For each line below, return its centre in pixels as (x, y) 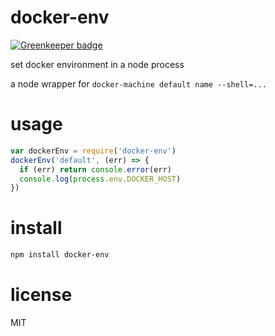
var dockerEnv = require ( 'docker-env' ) (93, 151)
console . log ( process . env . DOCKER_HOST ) (100, 179)
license (41, 295)
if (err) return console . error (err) (95, 169)
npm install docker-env (60, 255)
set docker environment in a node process (97, 64)
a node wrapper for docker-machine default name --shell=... (138, 83)
